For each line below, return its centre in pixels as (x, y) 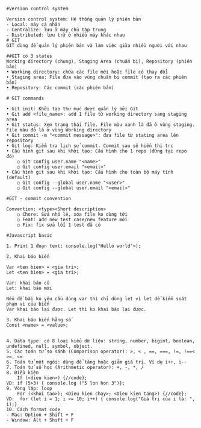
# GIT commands (25, 98)
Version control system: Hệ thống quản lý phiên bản (74, 19)
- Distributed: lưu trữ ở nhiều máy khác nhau (66, 35)
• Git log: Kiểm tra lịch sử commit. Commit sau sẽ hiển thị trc (90, 146)
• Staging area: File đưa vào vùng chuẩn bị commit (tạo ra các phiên (97, 77)
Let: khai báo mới (29, 288)
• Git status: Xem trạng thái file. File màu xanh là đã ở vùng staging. (101, 125)
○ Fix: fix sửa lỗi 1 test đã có (59, 225)
